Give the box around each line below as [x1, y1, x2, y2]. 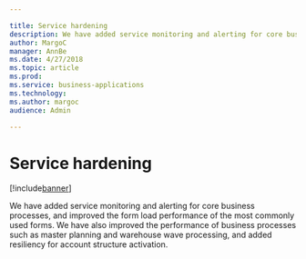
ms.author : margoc [9, 97, 79, 106]
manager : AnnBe [9, 46, 67, 55]
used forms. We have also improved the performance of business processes [9, 220, 297, 231]
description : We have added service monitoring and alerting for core [9, 29, 283, 39]
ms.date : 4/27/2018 [9, 55, 84, 65]
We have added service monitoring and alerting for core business [9, 201, 255, 212]
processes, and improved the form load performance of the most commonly [9, 210, 295, 221]
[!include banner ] [9, 183, 72, 194]
